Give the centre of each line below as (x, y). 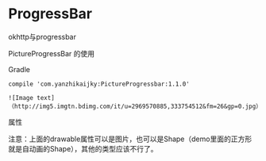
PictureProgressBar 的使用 (52, 53)
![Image (21, 98)
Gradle (19, 69)
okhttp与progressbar (42, 36)
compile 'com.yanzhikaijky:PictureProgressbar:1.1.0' (99, 84)
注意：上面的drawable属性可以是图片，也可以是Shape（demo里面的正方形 (130, 139)
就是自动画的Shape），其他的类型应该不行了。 (83, 148)
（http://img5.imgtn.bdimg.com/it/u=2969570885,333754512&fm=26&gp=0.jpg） (135, 106)
